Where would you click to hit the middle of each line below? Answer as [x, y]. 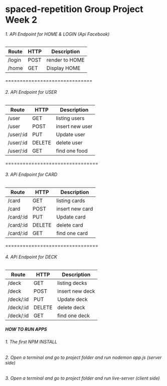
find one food [72, 150]
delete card [70, 225]
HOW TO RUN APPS [26, 329]
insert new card [75, 209]
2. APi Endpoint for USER [31, 92]
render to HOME [66, 60]
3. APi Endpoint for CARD [31, 174]
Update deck [72, 299]
